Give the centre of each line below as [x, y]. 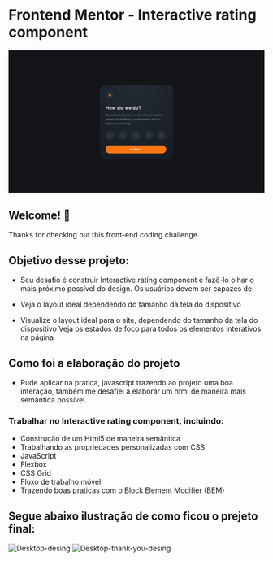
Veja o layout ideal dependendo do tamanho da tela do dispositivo [130, 304]
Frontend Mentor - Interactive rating [133, 15]
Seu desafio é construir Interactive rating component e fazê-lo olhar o [137, 280]
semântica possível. [53, 399]
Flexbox [33, 464]
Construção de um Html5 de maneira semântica [100, 439]
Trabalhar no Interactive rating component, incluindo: [117, 420]
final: [22, 529]
